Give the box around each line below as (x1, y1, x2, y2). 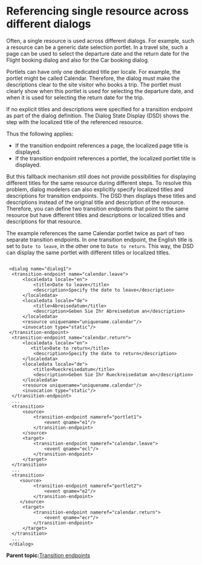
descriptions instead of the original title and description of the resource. (6, 198, 186, 206)
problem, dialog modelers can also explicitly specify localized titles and (6, 186, 184, 193)
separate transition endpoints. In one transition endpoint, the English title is (6, 236, 193, 243)
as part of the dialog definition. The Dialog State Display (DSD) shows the (6, 112, 189, 119)
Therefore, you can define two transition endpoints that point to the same (6, 204, 189, 212)
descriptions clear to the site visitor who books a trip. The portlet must (6, 80, 181, 88)
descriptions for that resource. (6, 218, 82, 225)
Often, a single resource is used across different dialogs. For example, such (6, 37, 195, 44)
